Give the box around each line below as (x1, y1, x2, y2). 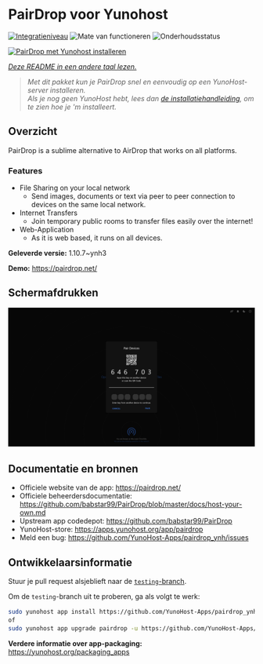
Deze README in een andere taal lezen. (8, 61, 137, 71)
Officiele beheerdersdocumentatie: (19, 491, 133, 501)
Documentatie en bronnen (8, 462, 139, 476)
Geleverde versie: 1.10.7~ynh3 (8, 249, 107, 258)
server (27, 85, 49, 95)
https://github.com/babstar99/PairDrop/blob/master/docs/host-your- (19, 500, 243, 509)
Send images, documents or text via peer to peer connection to (31, 192, 236, 201)
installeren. (49, 85, 86, 95)
